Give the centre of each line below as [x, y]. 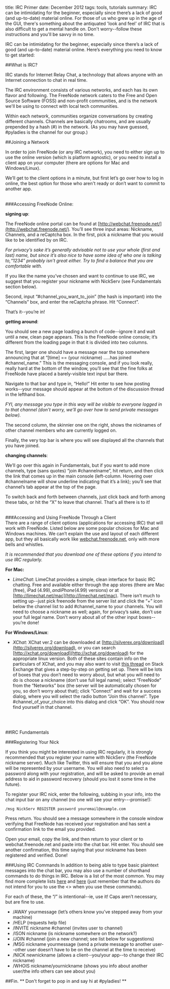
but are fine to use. [25, 902]
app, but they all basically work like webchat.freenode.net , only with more [82, 539]
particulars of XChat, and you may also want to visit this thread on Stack [88, 664]
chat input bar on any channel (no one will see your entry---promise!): [78, 800]
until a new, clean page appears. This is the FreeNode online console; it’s [81, 337]
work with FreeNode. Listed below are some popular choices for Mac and [82, 528]
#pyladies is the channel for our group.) [46, 132]
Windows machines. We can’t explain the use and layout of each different [82, 534]
